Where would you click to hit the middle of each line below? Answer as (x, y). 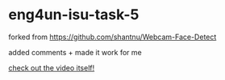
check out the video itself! (52, 68)
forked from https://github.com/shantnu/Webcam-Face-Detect (112, 37)
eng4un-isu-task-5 (74, 15)
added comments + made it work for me (75, 52)
